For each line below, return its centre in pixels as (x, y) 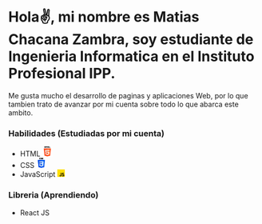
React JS (35, 212)
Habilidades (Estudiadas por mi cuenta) (87, 133)
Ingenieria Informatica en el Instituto (131, 56)
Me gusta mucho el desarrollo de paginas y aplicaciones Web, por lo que (129, 95)
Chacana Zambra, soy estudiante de (131, 40)
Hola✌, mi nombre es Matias (104, 17)
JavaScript (38, 174)
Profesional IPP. (62, 74)
